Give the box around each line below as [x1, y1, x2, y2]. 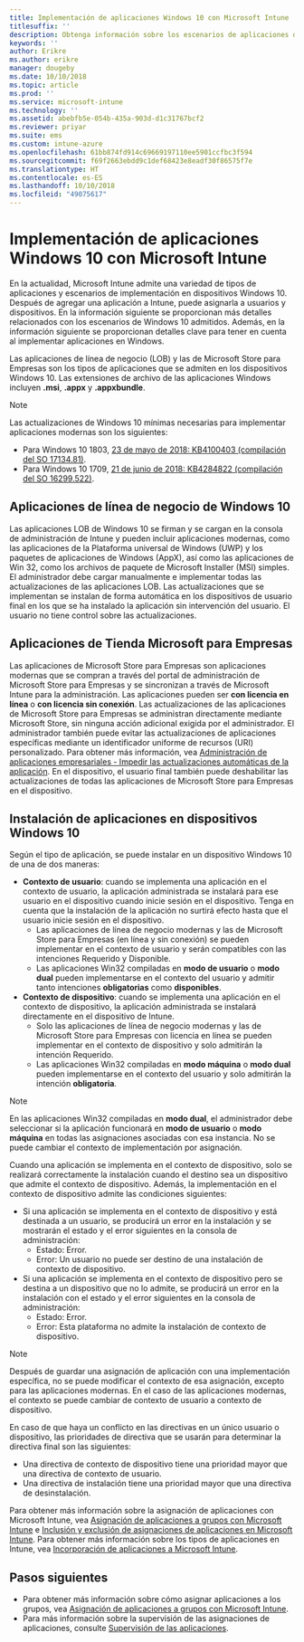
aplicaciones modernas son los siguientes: [9, 426, 168, 437]
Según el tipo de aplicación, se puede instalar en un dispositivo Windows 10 [9, 849, 292, 860]
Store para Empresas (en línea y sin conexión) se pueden [35, 934, 250, 945]
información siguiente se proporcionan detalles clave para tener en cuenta [9, 326, 287, 337]
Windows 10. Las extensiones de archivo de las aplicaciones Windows [9, 372, 271, 383]
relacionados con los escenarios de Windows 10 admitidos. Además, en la [9, 316, 285, 327]
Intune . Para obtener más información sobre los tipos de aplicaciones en [9, 1534, 280, 1545]
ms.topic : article [9, 81, 79, 90]
